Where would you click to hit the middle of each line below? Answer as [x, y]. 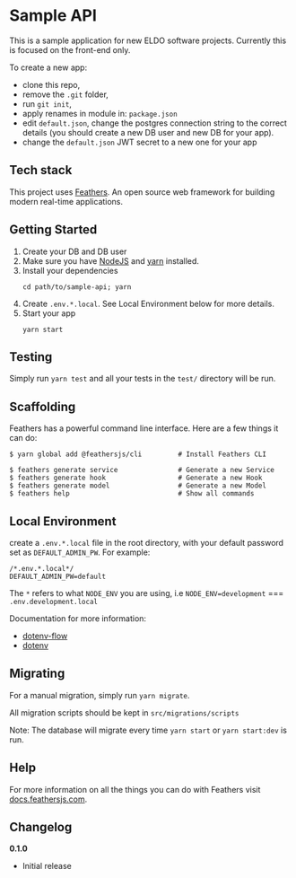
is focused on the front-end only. [70, 49]
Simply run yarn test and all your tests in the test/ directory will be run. [143, 379]
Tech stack [41, 170]
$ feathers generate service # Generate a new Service [142, 470]
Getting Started [53, 230]
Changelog [41, 827]
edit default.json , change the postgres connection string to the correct [154, 123]
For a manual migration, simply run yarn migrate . [100, 695]
